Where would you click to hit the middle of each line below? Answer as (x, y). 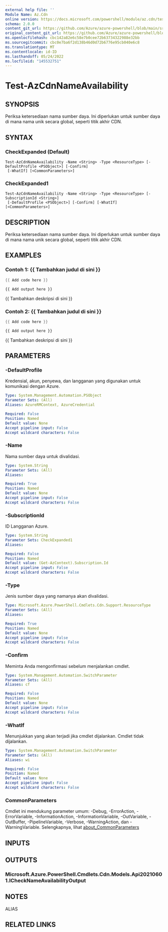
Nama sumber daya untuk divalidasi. (42, 456)
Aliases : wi (17, 760)
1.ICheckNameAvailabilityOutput (46, 880)
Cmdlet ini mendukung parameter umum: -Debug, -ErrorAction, (70, 811)
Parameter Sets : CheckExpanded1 (39, 540)
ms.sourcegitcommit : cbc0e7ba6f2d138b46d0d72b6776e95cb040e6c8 (72, 43)
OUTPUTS (21, 860)
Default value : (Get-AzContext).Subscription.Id (57, 563)
